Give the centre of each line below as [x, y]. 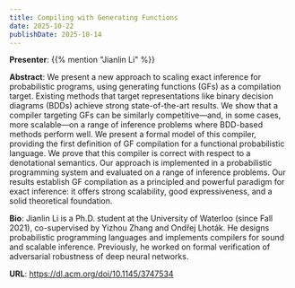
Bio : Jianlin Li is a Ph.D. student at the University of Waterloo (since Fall [141, 218]
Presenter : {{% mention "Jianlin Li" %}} [82, 60]
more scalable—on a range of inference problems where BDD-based [136, 125]
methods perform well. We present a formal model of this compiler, [133, 135]
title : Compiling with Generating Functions [94, 17]
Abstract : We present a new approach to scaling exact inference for [135, 77]
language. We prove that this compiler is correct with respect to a [130, 153]
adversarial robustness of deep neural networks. [99, 257]
